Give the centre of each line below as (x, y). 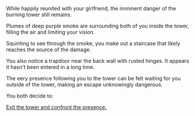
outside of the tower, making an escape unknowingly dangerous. (84, 85)
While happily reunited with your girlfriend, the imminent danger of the (91, 8)
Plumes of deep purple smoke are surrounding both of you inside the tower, (98, 26)
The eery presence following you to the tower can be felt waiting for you (93, 78)
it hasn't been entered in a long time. (51, 67)
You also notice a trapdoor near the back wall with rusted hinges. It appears (98, 61)
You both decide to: (30, 96)
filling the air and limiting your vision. (51, 32)
